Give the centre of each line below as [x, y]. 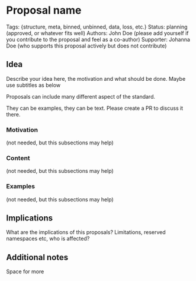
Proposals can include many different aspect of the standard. [81, 96]
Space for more [25, 271]
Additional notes [37, 257]
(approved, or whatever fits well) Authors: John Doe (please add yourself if [97, 33]
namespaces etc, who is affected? [48, 239]
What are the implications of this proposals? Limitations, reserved [86, 232]
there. [13, 114]
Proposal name [44, 10]
